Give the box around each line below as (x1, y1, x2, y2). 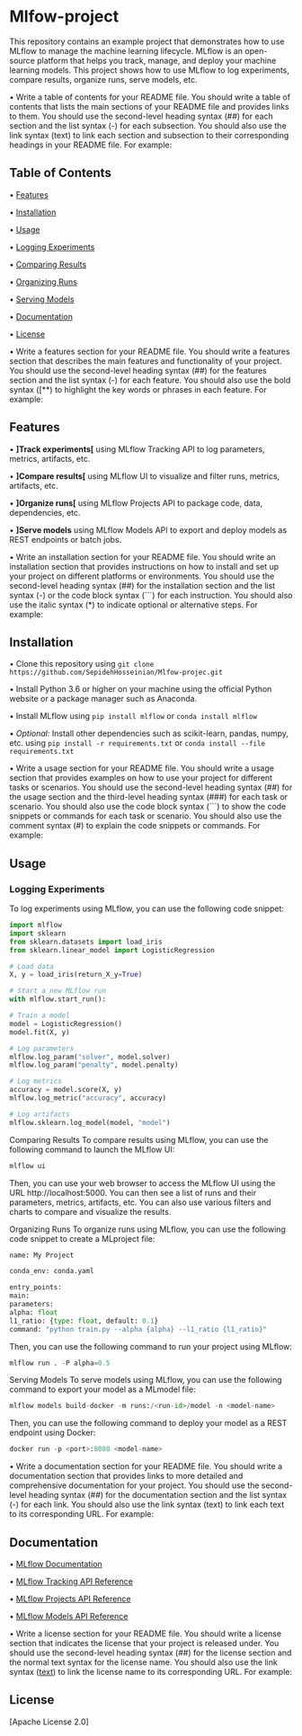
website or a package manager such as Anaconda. (9, 694, 198, 704)
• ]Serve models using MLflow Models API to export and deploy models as (9, 524, 288, 536)
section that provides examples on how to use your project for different (9, 773, 272, 784)
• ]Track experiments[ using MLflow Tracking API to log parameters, (9, 443, 265, 455)
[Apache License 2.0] (9, 1716, 90, 1727)
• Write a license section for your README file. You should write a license (9, 1628, 281, 1639)
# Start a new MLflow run (9, 987, 106, 996)
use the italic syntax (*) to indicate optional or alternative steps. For (9, 599, 259, 610)
